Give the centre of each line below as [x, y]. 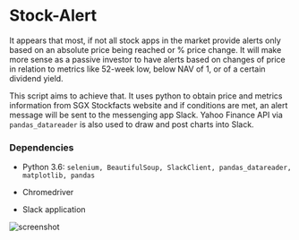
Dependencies [42, 147]
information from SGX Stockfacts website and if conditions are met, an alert [149, 105]
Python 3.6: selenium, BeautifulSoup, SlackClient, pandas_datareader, [157, 167]
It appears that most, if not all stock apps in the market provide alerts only [145, 40]
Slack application [54, 210]
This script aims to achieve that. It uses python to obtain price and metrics [146, 96]
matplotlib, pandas [59, 176]
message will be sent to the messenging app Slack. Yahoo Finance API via [146, 115]
